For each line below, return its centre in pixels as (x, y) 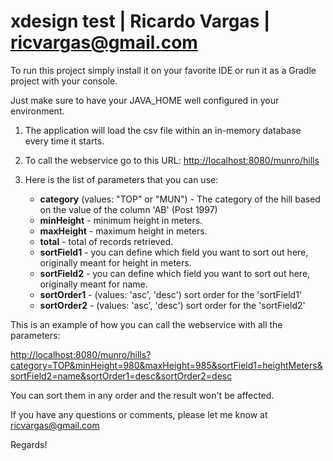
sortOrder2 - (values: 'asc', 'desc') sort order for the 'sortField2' (172, 305)
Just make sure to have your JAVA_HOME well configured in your (145, 100)
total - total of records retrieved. (106, 241)
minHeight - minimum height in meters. (121, 220)
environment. (37, 111)
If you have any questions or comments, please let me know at (139, 414)
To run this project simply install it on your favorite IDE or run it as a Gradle (163, 70)
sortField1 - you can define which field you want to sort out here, (174, 252)
